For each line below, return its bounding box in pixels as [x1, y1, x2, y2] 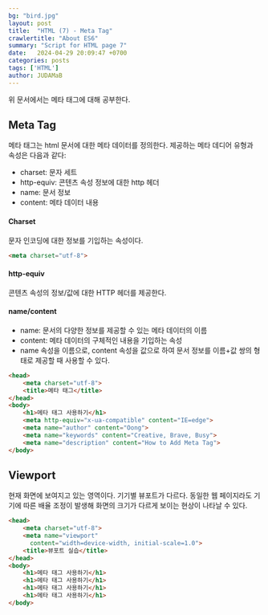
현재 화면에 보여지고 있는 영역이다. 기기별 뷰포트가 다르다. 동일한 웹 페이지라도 [8, 491, 253, 500]
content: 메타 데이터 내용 [19, 198, 99, 207]
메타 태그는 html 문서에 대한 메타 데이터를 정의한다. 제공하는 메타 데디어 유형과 [8, 141, 254, 150]
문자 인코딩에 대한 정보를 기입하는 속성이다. [8, 235, 144, 245]
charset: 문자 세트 [19, 168, 78, 177]
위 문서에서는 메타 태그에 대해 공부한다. [8, 94, 131, 104]
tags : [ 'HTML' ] [8, 64, 59, 72]
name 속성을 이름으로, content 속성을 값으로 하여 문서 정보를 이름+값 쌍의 [19, 345, 253, 355]
